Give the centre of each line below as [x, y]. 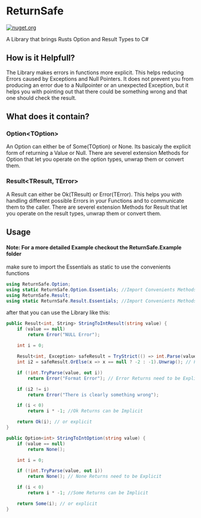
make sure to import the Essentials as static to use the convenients [89, 267]
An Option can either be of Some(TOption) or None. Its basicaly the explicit [99, 147]
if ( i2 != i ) [33, 389]
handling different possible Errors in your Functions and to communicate [95, 200]
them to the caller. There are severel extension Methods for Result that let [97, 207]
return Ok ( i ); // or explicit [55, 422]
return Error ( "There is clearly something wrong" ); [94, 395]
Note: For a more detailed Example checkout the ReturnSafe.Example [94, 247]
